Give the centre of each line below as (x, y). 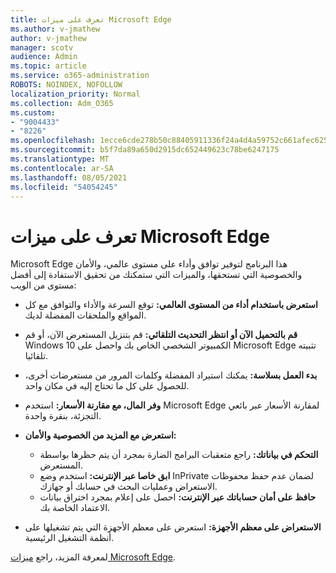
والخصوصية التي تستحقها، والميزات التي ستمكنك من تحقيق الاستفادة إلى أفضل (156, 275)
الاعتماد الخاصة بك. (75, 508)
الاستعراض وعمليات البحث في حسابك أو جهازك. (128, 487)
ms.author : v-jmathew (55, 29)
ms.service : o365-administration (80, 76)
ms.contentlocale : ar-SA (62, 168)
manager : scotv (42, 47)
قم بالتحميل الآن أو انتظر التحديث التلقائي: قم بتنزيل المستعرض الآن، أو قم (161, 335)
